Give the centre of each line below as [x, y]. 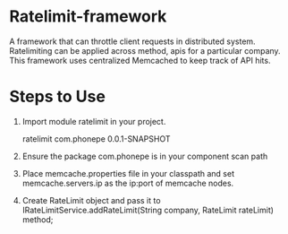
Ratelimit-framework [88, 17]
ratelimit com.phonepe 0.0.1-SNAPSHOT [96, 139]
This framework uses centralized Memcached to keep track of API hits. [140, 60]
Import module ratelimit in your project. [94, 121]
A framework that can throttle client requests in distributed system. [133, 41]
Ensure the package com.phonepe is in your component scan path [145, 156]
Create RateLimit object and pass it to [91, 200]
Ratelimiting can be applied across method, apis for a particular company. [145, 50]
